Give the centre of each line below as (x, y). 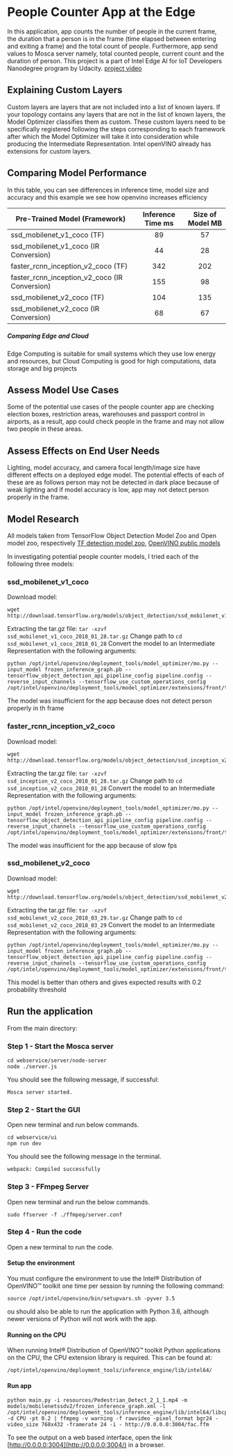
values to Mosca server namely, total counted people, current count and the (116, 54)
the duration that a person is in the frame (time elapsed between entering (112, 38)
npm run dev (24, 1144)
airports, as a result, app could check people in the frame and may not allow (116, 422)
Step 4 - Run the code (44, 1232)
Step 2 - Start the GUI (44, 1109)
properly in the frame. (38, 497)
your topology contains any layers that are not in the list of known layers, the (116, 114)
